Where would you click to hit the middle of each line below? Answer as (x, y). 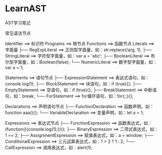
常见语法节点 (18, 33)
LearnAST (26, 9)
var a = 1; (14, 67)
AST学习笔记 (18, 23)
